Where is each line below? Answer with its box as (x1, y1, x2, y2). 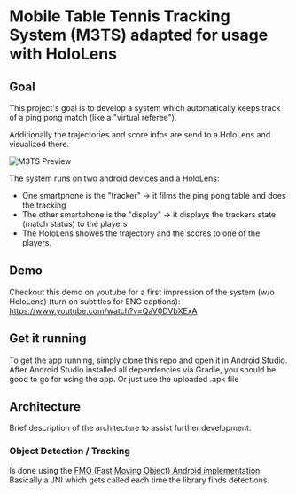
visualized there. (9, 139, 70, 149)
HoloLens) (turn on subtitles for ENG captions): (9, 295, 181, 307)
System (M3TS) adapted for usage (9, 25, 269, 45)
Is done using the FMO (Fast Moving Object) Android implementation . (9, 465, 263, 475)
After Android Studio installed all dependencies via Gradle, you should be (9, 364, 277, 374)
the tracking (21, 200, 66, 210)
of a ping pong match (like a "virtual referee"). (9, 113, 177, 122)
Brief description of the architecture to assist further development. (9, 423, 252, 434)
